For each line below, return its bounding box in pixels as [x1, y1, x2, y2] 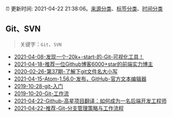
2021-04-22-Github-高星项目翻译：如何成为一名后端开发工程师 [13, 97, 167, 104]
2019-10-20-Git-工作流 [13, 90, 69, 97]
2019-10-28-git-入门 [13, 82, 63, 89]
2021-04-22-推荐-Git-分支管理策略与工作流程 [13, 105, 124, 112]
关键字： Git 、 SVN [19, 41, 62, 48]
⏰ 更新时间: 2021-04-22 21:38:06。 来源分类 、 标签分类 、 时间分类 [5, 5, 163, 12]
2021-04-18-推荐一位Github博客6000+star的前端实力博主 [13, 61, 154, 68]
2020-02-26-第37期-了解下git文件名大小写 [13, 68, 118, 75]
